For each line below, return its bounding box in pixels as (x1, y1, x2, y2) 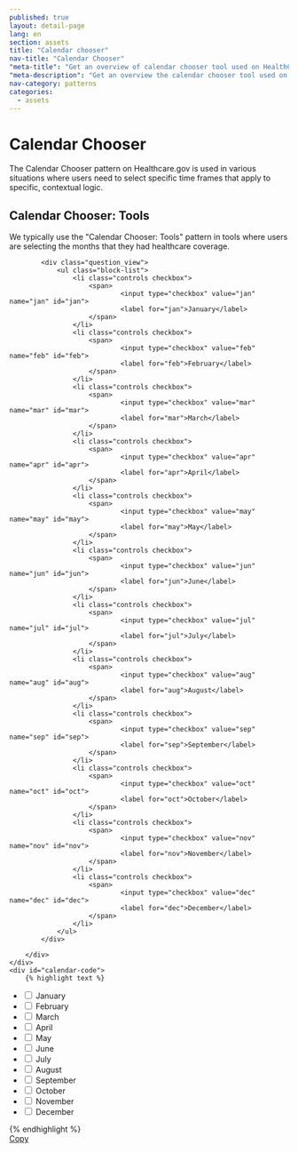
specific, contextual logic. (9, 182, 104, 193)
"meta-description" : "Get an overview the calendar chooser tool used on (9, 71, 288, 80)
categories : (9, 87, 53, 96)
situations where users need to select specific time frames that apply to (9, 172, 271, 183)
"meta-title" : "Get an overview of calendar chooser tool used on (9, 63, 260, 72)
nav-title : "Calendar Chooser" (9, 54, 125, 63)
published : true (9, 12, 69, 22)
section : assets (9, 37, 69, 47)
